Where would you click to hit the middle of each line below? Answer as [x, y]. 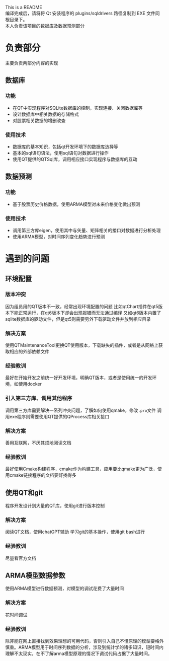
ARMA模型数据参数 [35, 576]
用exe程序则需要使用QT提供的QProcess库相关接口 [57, 416]
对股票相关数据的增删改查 [39, 120]
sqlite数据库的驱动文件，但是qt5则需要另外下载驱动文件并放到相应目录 [78, 319]
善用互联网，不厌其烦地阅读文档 [38, 443]
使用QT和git [24, 493]
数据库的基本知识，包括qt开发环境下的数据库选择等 [65, 146]
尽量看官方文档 [21, 558]
